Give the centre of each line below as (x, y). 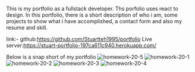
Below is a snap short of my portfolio (51, 57)
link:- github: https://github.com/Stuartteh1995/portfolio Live (79, 39)
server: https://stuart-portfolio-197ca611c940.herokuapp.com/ (81, 45)
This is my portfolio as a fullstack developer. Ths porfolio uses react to (92, 9)
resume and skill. (27, 27)
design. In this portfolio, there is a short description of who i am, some (92, 15)
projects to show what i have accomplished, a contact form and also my (94, 21)
